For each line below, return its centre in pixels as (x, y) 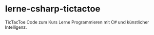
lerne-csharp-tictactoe (53, 9)
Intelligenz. (16, 27)
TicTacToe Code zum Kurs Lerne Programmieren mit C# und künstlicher (77, 22)
